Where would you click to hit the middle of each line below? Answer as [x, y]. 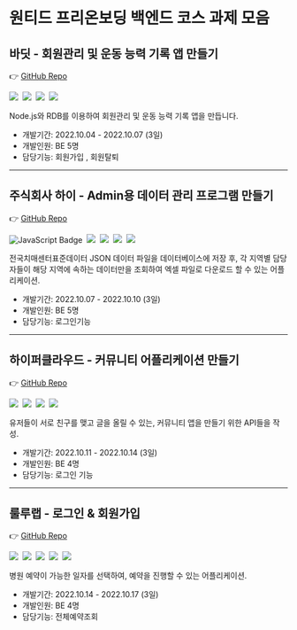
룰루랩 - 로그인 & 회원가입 [75, 513]
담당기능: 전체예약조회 [60, 617]
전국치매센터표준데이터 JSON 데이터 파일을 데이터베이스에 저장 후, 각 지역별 [140, 258]
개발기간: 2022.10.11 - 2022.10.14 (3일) [89, 452]
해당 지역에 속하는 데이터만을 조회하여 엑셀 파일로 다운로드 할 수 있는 [150, 269]
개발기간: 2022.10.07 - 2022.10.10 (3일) [91, 299]
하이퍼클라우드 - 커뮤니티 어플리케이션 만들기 [125, 360]
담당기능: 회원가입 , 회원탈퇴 [70, 157]
